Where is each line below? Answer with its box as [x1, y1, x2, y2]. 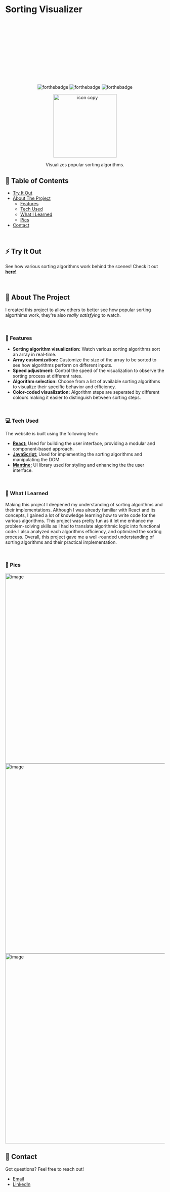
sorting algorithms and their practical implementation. [5, 539, 117, 545]
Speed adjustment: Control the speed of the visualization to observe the [12, 367, 164, 374]
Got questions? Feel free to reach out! [5, 1166, 84, 1172]
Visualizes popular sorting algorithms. [45, 162, 125, 168]
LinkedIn [12, 1181, 31, 1187]
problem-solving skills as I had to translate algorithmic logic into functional [5, 523, 160, 529]
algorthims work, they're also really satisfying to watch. [5, 312, 121, 318]
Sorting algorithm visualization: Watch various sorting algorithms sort [12, 346, 160, 352]
